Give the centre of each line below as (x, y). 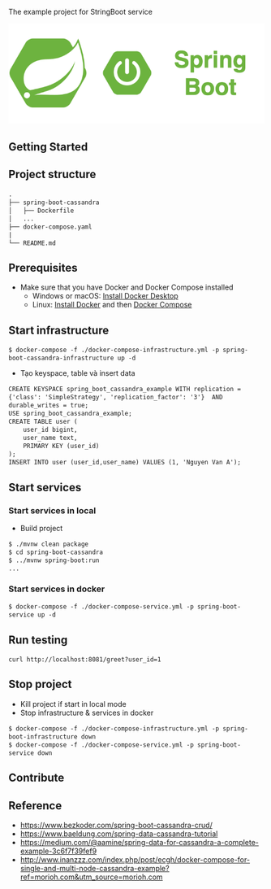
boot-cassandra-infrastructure (61, 358)
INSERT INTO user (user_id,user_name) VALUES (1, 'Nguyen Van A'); (125, 463)
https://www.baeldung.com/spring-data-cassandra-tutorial (119, 834)
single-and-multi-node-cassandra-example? (95, 869)
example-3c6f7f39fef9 (58, 851)
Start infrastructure (59, 330)
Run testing (38, 640)
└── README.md (32, 243)
